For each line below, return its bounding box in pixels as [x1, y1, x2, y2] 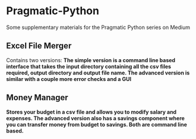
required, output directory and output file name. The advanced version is [6, 69, 190, 76]
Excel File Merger [6, 41, 72, 51]
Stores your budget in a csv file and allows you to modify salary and [6, 108, 177, 115]
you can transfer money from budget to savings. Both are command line [6, 121, 187, 128]
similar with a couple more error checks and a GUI [6, 75, 132, 82]
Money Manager [6, 93, 68, 103]
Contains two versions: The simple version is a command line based [6, 56, 176, 63]
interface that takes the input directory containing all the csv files [6, 63, 171, 70]
